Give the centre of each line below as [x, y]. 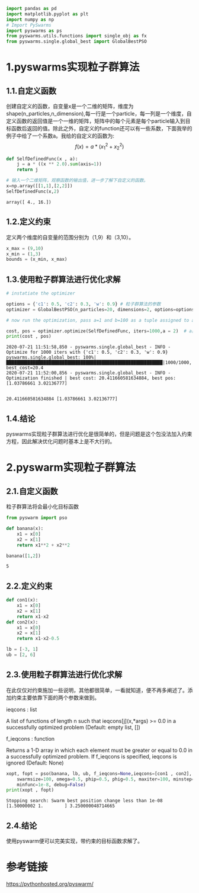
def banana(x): [25, 529]
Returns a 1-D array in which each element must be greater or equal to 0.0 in [99, 750]
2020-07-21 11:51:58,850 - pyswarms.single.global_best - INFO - [88, 347]
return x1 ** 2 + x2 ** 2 [43, 545]
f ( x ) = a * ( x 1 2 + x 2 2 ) [99, 147]
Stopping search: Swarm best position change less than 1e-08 [84, 801]
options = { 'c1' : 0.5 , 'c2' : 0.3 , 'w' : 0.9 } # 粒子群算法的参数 [84, 304]
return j [28, 170]
